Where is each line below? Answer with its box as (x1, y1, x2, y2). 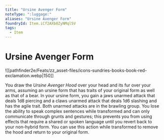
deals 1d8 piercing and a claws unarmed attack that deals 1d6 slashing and (5, 98, 157, 104)
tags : (5, 26, 16, 30)
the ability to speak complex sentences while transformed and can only (5, 108, 150, 114)
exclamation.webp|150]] (5, 72, 54, 79)
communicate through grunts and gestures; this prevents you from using (5, 113, 153, 119)
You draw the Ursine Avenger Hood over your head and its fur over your (5, 82, 151, 88)
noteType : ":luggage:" (5, 12, 52, 17)
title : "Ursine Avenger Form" (5, 7, 67, 12)
